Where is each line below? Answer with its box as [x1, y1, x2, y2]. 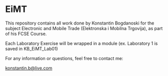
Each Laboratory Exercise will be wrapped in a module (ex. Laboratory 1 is [5, 40, 158, 46]
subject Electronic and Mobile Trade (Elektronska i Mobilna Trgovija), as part [5, 25, 163, 31]
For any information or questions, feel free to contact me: [5, 55, 123, 61]
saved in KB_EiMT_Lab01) [5, 45, 58, 51]
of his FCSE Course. [5, 30, 47, 36]
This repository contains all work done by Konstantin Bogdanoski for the [5, 20, 154, 26]
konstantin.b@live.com [5, 65, 53, 71]
